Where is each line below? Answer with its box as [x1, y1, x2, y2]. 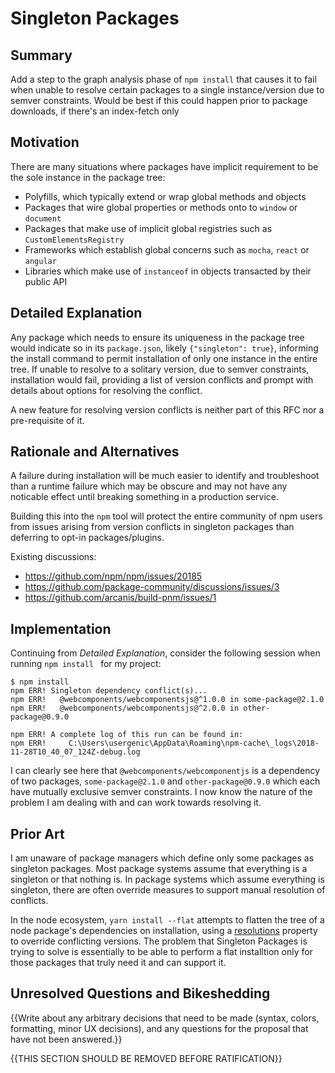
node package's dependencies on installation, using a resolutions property [10, 925, 318, 937]
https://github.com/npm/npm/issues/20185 [24, 570, 203, 582]
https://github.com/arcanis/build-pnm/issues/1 [24, 592, 217, 604]
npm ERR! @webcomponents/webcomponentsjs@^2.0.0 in [10, 703, 240, 714]
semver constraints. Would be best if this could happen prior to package [10, 95, 308, 106]
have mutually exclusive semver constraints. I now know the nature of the [10, 786, 313, 798]
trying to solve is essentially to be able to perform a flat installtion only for [10, 946, 313, 958]
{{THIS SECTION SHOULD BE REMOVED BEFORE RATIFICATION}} [10, 1052, 283, 1064]
